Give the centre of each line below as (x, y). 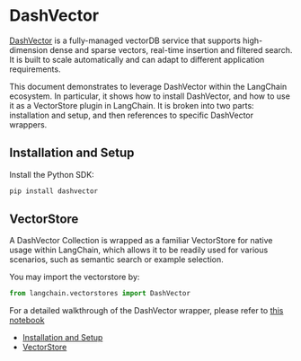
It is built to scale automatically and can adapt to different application (137, 59)
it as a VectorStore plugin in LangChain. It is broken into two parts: (132, 105)
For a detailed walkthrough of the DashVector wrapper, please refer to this (146, 311)
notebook (27, 321)
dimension (29, 49)
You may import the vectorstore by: (75, 277)
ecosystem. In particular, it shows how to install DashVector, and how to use (150, 96)
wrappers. (28, 124)
